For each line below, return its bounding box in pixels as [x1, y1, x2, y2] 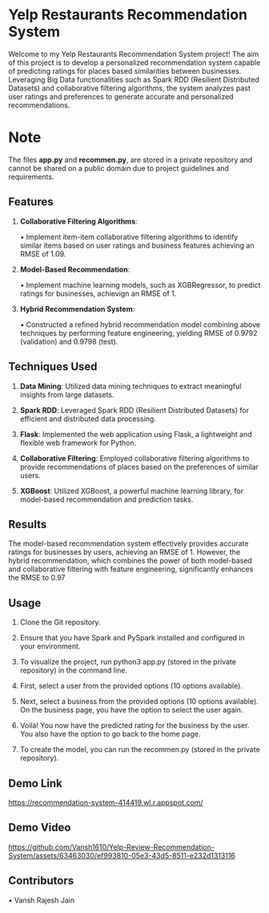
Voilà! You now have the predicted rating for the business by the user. [19, 721, 250, 730]
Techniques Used [8, 360, 98, 374]
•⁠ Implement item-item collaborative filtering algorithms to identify [19, 232, 239, 241]
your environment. [19, 641, 81, 651]
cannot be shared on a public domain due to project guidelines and [8, 163, 230, 173]
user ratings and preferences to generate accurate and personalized [8, 91, 234, 101]
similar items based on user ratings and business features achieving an [19, 240, 255, 250]
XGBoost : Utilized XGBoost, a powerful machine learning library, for [19, 486, 244, 495]
